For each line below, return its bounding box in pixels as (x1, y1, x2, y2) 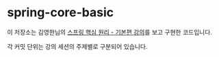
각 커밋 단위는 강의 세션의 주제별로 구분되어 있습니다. (7, 42, 148, 50)
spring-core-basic (7, 5, 114, 20)
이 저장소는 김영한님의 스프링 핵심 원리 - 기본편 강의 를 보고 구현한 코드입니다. (7, 28, 212, 36)
